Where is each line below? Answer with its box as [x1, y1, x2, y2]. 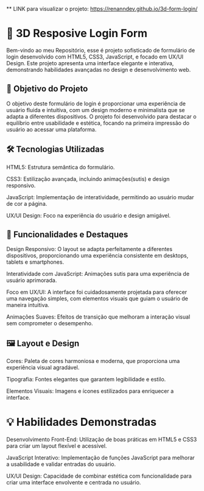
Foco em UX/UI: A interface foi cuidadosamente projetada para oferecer [6, 289, 188, 296]
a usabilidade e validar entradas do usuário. [6, 461, 116, 468]
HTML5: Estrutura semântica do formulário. [6, 163, 115, 171]
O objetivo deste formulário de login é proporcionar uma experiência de [6, 100, 186, 107]
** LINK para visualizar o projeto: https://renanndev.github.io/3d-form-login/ [6, 5, 198, 12]
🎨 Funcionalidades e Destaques [6, 229, 128, 239]
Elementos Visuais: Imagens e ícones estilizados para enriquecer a [6, 387, 174, 395]
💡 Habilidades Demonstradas [6, 415, 157, 429]
